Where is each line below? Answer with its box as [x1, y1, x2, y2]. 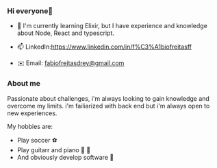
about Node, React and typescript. [16, 29, 115, 37]
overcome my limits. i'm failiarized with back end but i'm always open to [7, 101, 210, 110]
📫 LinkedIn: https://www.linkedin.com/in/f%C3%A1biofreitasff [16, 43, 192, 51]
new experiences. [7, 109, 58, 117]
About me [7, 79, 41, 88]
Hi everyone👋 [7, 6, 53, 16]
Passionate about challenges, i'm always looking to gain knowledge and [7, 94, 210, 102]
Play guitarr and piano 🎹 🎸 [16, 145, 91, 154]
